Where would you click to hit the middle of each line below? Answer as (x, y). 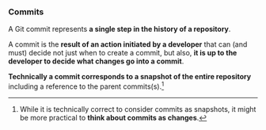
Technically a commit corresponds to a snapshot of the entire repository (130, 77)
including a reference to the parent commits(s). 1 (86, 86)
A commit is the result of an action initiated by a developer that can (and (128, 44)
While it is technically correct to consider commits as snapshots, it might (138, 109)
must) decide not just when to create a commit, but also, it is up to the (123, 53)
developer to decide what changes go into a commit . (96, 61)
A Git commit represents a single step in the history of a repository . (120, 29)
